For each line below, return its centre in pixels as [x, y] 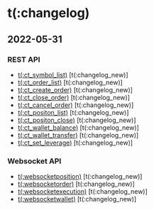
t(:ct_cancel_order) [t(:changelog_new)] [76, 105]
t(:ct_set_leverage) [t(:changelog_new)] [75, 143]
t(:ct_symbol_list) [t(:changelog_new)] [73, 74]
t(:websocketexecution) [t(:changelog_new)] [82, 192]
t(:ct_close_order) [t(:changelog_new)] [73, 97]
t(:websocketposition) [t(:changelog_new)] [80, 177]
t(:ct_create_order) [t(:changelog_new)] [75, 89]
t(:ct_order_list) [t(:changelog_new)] [70, 82]
